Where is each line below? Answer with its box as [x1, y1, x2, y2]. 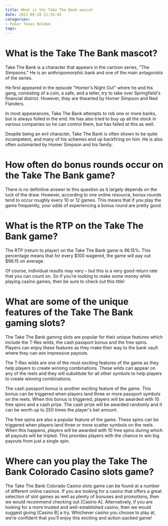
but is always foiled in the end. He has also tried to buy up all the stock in [5, 116, 157, 122]
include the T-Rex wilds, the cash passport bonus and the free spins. [5, 339, 148, 345]
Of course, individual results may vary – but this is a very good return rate [5, 267, 157, 274]
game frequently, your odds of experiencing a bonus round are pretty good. [5, 202, 162, 208]
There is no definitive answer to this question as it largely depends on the [5, 186, 157, 192]
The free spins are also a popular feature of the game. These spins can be [5, 416, 159, 423]
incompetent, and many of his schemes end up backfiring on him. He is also [5, 136, 163, 142]
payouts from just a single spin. [5, 438, 70, 444]
